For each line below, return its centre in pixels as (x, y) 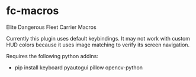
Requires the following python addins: (52, 56)
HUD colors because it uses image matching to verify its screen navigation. (98, 45)
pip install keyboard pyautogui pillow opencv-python (79, 67)
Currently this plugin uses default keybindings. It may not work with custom (98, 38)
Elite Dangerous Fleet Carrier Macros (51, 27)
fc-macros (33, 11)
